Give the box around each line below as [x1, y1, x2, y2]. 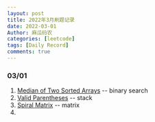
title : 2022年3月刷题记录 [7, 16, 75, 23]
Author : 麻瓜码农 [7, 29, 53, 36]
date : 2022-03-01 [7, 23, 57, 29]
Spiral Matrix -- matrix [16, 101, 80, 110]
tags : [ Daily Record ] [7, 42, 69, 49]
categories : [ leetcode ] [7, 36, 75, 42]
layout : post [7, 10, 45, 17]
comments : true [7, 49, 51, 56]
